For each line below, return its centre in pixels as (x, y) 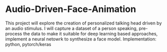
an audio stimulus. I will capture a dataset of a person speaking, (71, 28)
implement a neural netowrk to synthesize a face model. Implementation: (81, 39)
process (14, 33)
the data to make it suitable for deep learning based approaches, (90, 33)
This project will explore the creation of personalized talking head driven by (84, 23)
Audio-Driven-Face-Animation (71, 9)
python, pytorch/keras (28, 44)
